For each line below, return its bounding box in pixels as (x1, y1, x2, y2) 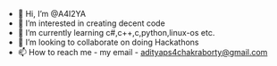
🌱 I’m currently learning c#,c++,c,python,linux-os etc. (17, 28, 215, 37)
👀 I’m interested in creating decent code (17, 18, 165, 29)
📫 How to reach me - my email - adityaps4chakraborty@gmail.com (17, 47, 268, 57)
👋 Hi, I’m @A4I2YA (17, 9, 87, 19)
